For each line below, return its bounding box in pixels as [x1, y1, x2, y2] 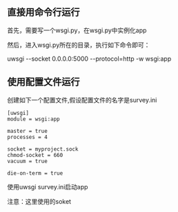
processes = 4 [7, 134, 48, 140]
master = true [7, 127, 48, 134]
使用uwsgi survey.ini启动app [7, 182, 88, 191]
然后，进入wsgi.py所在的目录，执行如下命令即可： [7, 41, 150, 49]
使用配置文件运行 [7, 76, 80, 88]
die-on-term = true [7, 169, 63, 177]
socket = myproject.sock [7, 145, 79, 153]
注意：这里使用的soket [7, 197, 71, 205]
